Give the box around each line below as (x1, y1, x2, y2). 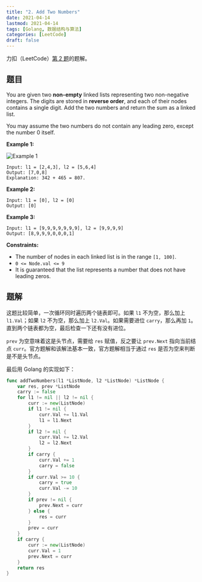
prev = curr (28, 525, 59, 531)
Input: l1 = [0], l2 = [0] (6, 197, 75, 203)
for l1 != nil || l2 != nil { (17, 395, 94, 401)
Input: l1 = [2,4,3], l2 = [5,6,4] (6, 164, 97, 170)
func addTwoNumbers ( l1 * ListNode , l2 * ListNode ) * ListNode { (6, 378, 165, 384)
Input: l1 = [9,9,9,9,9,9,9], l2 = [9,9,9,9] (6, 225, 124, 231)
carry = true (38, 480, 72, 486)
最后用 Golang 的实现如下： (6, 365, 75, 373)
